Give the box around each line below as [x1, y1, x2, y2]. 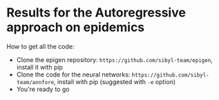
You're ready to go [16, 85, 70, 93]
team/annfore [16, 79, 55, 86]
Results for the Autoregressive [6, 5, 186, 21]
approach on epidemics [6, 19, 145, 35]
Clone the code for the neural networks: [16, 70, 131, 79]
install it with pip [16, 63, 64, 71]
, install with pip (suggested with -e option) [53, 77, 176, 86]
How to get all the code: [6, 42, 75, 50]
